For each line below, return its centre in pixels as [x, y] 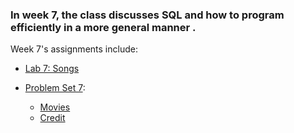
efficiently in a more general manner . [103, 27]
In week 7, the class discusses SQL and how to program [147, 15]
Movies [55, 107]
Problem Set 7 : [55, 88]
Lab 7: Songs [52, 69]
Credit [52, 118]
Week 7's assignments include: [74, 49]
